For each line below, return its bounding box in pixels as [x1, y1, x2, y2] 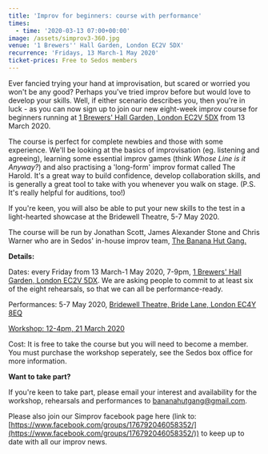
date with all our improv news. [8, 436, 108, 446]
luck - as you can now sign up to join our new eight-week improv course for [8, 103, 258, 113]
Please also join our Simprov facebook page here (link [8, 411, 186, 421]
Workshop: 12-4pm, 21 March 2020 [8, 323, 126, 333]
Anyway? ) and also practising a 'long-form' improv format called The [8, 162, 236, 172]
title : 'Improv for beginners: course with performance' [8, 11, 202, 20]
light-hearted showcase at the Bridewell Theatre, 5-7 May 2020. [8, 212, 220, 221]
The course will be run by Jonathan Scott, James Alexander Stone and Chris [8, 227, 260, 237]
